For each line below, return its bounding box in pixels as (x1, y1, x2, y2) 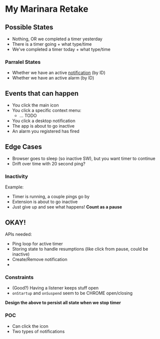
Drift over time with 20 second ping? (12, 160, 85, 166)
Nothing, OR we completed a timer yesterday (12, 36, 102, 42)
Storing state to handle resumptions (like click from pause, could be (12, 246, 148, 252)
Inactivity (5, 173, 28, 180)
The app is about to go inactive (12, 123, 75, 129)
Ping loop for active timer (12, 241, 63, 247)
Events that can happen (5, 89, 79, 98)
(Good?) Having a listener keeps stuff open (12, 285, 99, 291)
